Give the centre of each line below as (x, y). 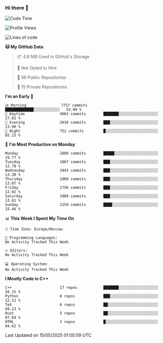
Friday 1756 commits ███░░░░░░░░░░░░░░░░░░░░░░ (82, 188)
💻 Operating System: (27, 264)
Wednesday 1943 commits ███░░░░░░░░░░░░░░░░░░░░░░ (82, 171)
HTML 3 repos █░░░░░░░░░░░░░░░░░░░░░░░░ (82, 322)
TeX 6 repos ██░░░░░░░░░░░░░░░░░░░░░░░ (82, 305)
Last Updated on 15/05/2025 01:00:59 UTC (48, 335)
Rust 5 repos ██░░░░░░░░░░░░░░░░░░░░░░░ (82, 313)
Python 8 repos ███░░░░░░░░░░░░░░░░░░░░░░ (82, 296)
